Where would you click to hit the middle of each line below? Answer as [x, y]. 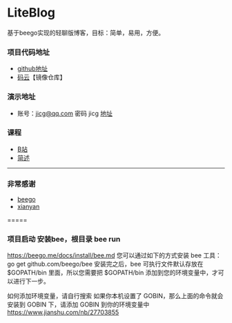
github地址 [32, 69]
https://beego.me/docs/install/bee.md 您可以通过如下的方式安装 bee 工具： [115, 255]
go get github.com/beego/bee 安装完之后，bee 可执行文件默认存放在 [105, 264]
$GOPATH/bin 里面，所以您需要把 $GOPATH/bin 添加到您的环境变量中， [110, 273]
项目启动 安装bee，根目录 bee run [64, 239]
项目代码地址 [29, 52]
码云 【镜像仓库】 [41, 77]
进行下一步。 [31, 282]
